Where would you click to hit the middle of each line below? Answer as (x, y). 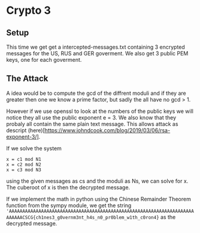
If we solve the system (34, 148)
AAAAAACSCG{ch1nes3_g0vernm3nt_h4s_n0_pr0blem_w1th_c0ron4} (83, 217)
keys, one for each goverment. (44, 60)
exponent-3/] (22, 136)
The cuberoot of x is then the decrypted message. (68, 187)
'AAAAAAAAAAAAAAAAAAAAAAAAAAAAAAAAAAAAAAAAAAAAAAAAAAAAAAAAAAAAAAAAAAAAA (100, 211)
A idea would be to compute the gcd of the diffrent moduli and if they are (96, 93)
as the (168, 217)
